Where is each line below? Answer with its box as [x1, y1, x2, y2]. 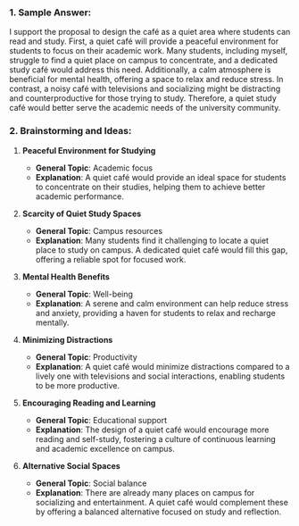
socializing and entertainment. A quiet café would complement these [35, 497, 288, 507]
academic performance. [35, 190, 125, 202]
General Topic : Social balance [35, 478, 147, 488]
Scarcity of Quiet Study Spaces [21, 208, 142, 219]
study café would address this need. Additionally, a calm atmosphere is [9, 64, 271, 75]
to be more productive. [35, 380, 120, 390]
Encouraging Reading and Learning [21, 397, 156, 408]
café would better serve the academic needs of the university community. [9, 103, 281, 113]
